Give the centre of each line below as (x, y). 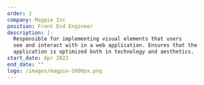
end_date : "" (26, 64)
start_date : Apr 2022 (38, 58)
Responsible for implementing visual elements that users (98, 39)
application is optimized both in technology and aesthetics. (104, 52)
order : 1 (20, 13)
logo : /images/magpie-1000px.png (55, 71)
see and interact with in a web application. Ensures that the (105, 45)
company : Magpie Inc (37, 20)
